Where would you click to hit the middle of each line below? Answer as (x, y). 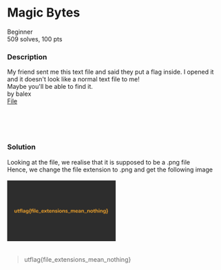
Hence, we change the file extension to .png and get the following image (110, 169)
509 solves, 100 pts (35, 39)
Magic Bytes (44, 13)
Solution (22, 147)
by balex (19, 94)
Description (27, 56)
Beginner (20, 32)
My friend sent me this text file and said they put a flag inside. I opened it (110, 72)
